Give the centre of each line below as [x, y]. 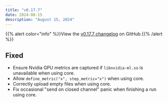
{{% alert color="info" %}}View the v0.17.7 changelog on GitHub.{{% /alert [84, 34]
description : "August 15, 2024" [40, 19]
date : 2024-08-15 [24, 15]
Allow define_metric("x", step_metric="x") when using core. [78, 79]
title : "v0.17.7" [24, 10]
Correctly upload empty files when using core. [62, 84]
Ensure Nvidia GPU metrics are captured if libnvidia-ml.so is [78, 68]
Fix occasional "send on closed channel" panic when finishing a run [85, 89]
